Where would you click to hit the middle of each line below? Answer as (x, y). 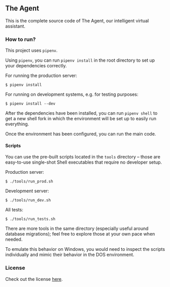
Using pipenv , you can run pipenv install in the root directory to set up (80, 60)
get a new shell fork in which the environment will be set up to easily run (81, 119)
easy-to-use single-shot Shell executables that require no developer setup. (84, 162)
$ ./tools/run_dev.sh (28, 200)
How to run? (21, 39)
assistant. (15, 26)
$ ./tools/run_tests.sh (30, 219)
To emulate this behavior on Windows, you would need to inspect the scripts (85, 249)
